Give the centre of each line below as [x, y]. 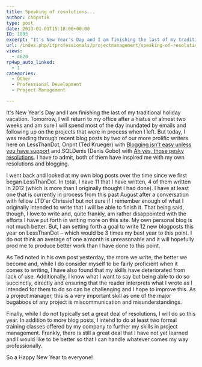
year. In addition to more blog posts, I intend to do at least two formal [92, 320]
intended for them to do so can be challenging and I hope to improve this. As [101, 289]
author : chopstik [28, 17]
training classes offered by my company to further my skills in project [92, 326]
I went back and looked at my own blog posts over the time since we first [97, 175]
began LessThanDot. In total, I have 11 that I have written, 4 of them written [99, 182]
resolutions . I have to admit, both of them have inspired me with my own [95, 157]
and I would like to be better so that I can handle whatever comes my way [97, 339]
